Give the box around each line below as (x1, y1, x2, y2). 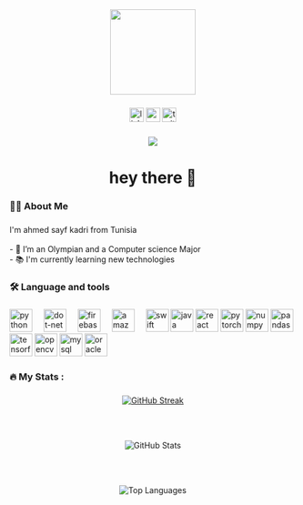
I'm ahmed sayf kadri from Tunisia (9, 224, 137, 235)
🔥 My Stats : (9, 370, 65, 383)
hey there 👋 (108, 167, 197, 188)
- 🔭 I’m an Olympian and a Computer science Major (9, 243, 202, 254)
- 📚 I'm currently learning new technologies (9, 254, 176, 265)
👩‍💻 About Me (9, 199, 68, 212)
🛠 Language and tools (9, 280, 111, 293)
